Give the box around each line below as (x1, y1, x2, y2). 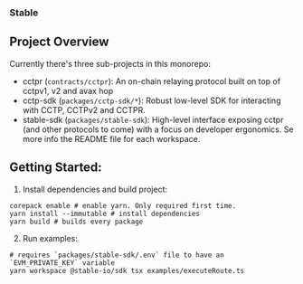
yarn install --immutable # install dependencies (9, 209, 201, 218)
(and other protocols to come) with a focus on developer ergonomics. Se (22, 124, 294, 135)
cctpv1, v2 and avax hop (22, 85, 114, 96)
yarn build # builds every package (9, 217, 144, 226)
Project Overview (9, 34, 109, 50)
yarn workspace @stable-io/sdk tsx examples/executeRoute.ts (9, 266, 245, 275)
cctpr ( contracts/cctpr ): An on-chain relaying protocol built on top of (22, 75, 281, 87)
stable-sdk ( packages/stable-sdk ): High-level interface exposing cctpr (22, 114, 284, 125)
